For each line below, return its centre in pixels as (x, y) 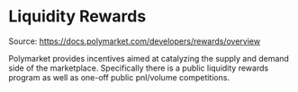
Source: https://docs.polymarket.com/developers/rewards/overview (135, 41)
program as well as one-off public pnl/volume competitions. (119, 77)
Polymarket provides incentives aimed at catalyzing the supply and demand (149, 58)
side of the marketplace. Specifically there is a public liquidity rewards (139, 68)
